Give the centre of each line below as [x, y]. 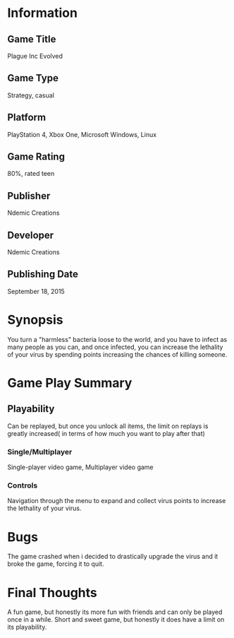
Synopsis [35, 320]
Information [42, 13]
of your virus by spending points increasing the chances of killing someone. [117, 354]
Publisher [29, 196]
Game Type [33, 78]
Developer [31, 235]
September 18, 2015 [36, 291]
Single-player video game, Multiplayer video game [80, 467]
